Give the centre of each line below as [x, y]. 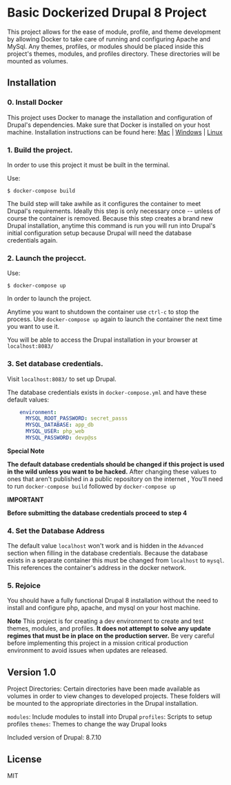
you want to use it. [33, 327]
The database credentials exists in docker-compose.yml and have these [107, 392]
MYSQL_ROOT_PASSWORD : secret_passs [77, 418]
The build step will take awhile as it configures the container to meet [104, 203]
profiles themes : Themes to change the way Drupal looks [87, 724]
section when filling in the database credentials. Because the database [108, 553]
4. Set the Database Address [56, 531]
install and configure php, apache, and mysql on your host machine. [104, 608]
